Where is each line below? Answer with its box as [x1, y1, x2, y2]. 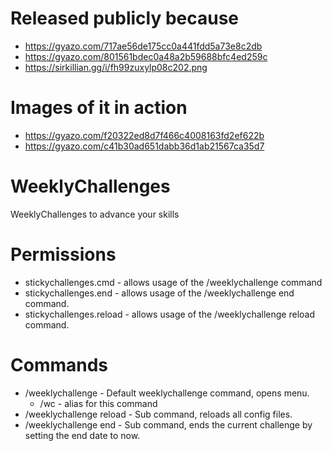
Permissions [10, 243, 117, 266]
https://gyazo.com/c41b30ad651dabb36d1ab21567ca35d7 [24, 140, 265, 152]
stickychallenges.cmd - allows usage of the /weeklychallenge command [24, 276, 323, 288]
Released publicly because [10, 7, 240, 30]
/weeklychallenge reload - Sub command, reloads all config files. [24, 408, 293, 420]
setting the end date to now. [24, 429, 141, 441]
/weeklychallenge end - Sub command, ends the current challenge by [24, 418, 313, 431]
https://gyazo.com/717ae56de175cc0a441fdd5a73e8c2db [24, 40, 263, 52]
